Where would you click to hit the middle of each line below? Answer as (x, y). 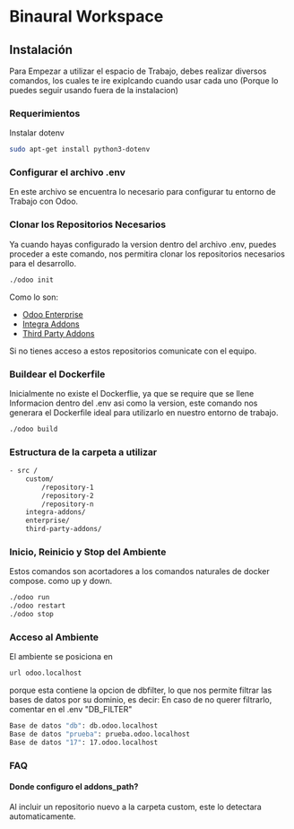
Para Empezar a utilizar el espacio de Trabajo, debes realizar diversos (138, 71)
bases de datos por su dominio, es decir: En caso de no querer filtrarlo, (141, 700)
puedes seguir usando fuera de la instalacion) (94, 90)
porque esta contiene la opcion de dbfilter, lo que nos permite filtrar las (141, 690)
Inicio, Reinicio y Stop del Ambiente (88, 552)
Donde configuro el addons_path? (74, 787)
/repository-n (68, 504)
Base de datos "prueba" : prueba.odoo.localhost (100, 734)
